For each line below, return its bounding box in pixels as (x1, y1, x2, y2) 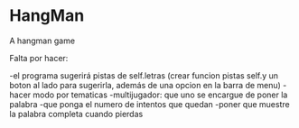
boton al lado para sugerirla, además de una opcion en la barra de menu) (9, 79, 282, 90)
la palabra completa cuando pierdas (9, 108, 144, 119)
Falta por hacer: (9, 52, 69, 63)
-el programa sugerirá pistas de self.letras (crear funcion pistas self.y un (9, 69, 278, 81)
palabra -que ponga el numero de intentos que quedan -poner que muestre (9, 98, 291, 109)
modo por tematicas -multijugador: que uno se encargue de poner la (33, 89, 288, 100)
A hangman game (9, 35, 75, 46)
